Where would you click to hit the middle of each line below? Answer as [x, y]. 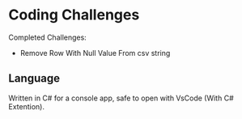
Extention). [26, 106]
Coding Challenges [74, 15]
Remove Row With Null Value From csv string [95, 53]
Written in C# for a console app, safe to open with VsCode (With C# [121, 98]
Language [34, 79]
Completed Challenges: [47, 37]
